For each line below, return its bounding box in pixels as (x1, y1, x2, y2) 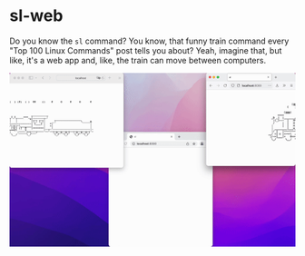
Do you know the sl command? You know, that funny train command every (9, 35, 290, 46)
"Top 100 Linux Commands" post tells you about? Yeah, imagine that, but (9, 44, 282, 55)
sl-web (9, 5, 64, 26)
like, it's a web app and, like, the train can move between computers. (9, 54, 266, 65)
